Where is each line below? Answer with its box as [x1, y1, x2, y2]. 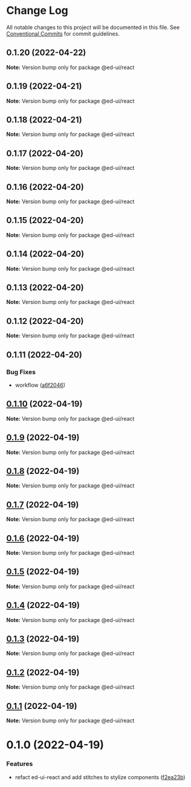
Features [6, 760, 33, 768]
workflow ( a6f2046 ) [15, 381, 65, 389]
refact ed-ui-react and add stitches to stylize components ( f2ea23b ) [15, 773, 186, 780]
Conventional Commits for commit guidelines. [6, 30, 120, 37]
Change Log [6, 4, 68, 18]
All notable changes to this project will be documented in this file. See [6, 24, 180, 31]
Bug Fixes [6, 368, 36, 376]
